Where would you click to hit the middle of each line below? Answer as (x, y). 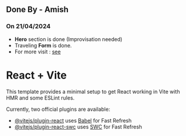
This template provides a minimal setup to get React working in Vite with (93, 91)
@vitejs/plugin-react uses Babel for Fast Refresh (73, 120)
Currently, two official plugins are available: (58, 109)
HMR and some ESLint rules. (40, 98)
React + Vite (37, 75)
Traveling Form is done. (43, 45)
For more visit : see (38, 52)
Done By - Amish (37, 10)
